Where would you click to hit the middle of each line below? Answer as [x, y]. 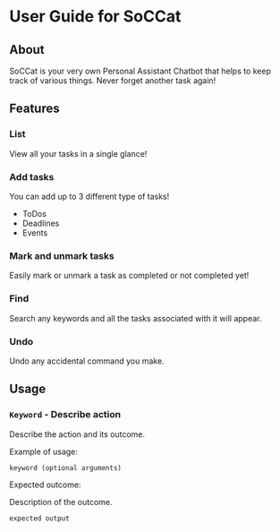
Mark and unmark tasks [62, 255]
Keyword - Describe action [65, 415]
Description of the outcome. [61, 502]
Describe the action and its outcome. [77, 434]
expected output [39, 518]
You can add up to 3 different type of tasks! [89, 196]
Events [35, 232]
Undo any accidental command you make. [87, 361]
